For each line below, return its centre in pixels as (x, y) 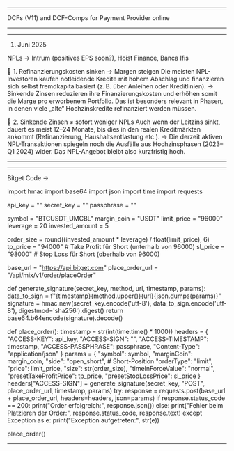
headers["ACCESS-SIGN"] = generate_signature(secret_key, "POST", (106, 383)
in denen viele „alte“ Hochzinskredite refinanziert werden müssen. (102, 108)
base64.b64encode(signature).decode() (65, 318)
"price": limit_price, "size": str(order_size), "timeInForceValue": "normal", (111, 369)
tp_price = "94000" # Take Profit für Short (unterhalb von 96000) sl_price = (116, 247)
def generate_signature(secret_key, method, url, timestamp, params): (107, 288)
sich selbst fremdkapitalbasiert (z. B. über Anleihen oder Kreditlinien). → (110, 86)
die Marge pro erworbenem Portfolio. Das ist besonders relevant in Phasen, (115, 101)
